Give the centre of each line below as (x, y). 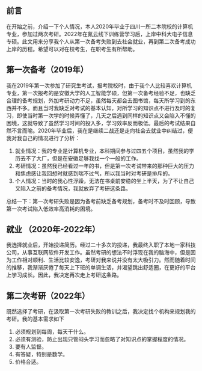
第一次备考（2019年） (47, 70)
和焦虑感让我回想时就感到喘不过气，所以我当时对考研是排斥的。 (94, 173)
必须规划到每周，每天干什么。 (52, 332)
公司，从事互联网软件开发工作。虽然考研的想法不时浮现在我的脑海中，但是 (98, 253)
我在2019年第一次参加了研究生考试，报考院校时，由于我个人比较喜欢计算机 (99, 85)
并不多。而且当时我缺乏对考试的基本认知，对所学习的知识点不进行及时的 (101, 108)
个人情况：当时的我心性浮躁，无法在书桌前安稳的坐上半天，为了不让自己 (104, 181)
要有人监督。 (31, 347)
